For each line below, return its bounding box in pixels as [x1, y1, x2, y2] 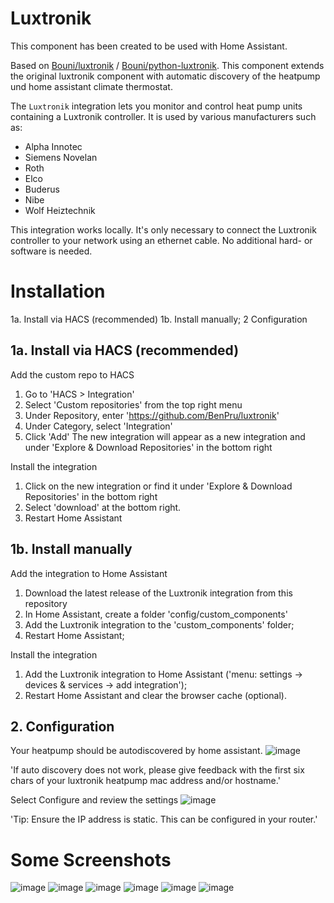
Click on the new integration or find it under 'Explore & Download [24, 480, 293, 492]
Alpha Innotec [24, 140, 83, 152]
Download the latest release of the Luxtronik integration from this [24, 587, 293, 599]
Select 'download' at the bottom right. [24, 501, 182, 513]
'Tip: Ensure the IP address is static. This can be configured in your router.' [10, 813, 318, 826]
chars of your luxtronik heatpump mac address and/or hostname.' [10, 775, 281, 787]
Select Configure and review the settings [10, 794, 179, 806]
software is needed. [10, 245, 93, 257]
